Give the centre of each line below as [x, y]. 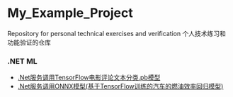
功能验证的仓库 [29, 42]
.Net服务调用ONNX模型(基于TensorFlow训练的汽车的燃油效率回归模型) [120, 86]
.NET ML [22, 61]
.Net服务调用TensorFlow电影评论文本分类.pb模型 [89, 78]
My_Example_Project [70, 13]
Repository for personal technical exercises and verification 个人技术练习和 [117, 33]
